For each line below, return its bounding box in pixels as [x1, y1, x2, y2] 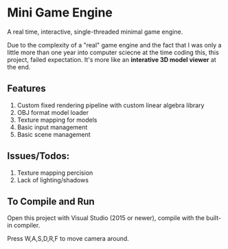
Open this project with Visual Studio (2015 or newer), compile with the [7, 214, 205, 222]
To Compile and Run [7, 195, 95, 207]
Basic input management [16, 122, 88, 131]
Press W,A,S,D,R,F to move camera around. [7, 235, 129, 243]
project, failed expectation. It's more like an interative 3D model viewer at [7, 55, 216, 63]
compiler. [13, 221, 41, 230]
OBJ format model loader [16, 108, 89, 116]
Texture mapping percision [16, 169, 93, 177]
